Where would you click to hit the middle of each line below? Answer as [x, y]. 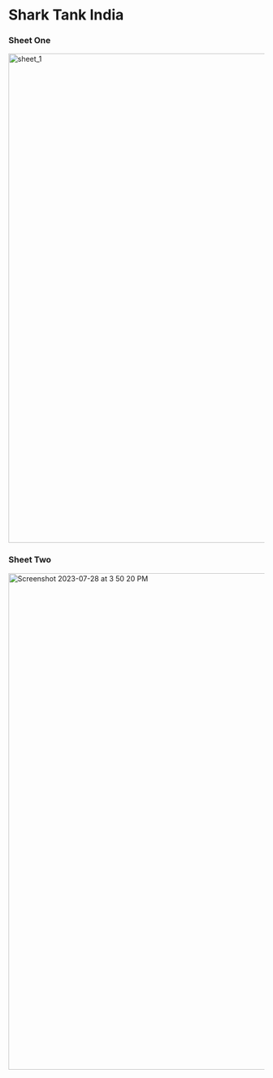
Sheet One [30, 41]
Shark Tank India [66, 15]
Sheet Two [30, 560]
